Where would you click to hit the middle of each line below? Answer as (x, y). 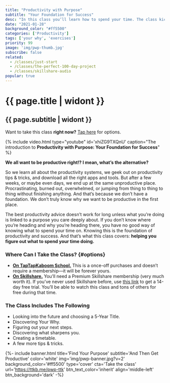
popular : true (20, 76)
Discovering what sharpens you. (46, 333)
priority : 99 (19, 43)
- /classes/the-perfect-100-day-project (53, 66)
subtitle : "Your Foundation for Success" (50, 15)
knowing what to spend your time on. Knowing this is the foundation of (79, 230)
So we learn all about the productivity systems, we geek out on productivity (84, 172)
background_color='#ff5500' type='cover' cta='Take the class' (71, 364)
